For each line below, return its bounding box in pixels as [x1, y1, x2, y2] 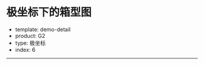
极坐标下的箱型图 [6, 5, 92, 19]
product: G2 [15, 32, 46, 39]
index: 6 [15, 46, 36, 53]
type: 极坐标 [15, 39, 46, 46]
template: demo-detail [15, 25, 71, 33]
